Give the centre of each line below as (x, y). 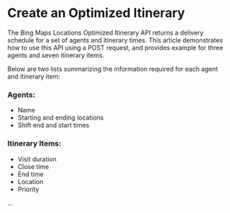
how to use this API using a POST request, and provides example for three (115, 47)
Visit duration (37, 159)
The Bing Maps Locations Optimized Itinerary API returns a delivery (105, 33)
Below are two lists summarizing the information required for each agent (113, 69)
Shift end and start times (53, 125)
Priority (28, 189)
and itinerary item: (34, 76)
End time (30, 174)
